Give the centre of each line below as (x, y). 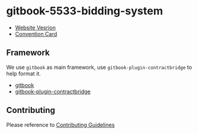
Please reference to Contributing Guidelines (60, 124)
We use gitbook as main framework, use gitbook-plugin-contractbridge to (99, 67)
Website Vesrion (35, 28)
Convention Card (36, 33)
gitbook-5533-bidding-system (85, 11)
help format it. (23, 74)
